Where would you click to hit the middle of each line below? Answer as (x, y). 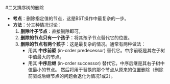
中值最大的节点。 (46, 57)
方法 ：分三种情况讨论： (37, 25)
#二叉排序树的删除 (25, 7)
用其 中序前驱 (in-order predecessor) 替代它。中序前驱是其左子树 (96, 50)
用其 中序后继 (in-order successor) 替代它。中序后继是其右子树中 (96, 63)
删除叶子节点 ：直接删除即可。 (52, 31)
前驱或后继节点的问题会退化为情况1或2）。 (72, 76)
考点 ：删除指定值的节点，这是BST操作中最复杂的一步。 (71, 18)
